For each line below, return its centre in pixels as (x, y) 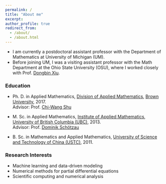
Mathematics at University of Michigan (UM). (58, 57)
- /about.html (24, 38)
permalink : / (19, 10)
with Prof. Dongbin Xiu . (36, 73)
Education (18, 86)
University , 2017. (29, 102)
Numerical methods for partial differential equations (65, 171)
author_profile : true (28, 24)
